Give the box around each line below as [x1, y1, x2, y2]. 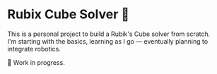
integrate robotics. [7, 44, 61, 53]
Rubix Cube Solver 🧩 [7, 6, 129, 23]
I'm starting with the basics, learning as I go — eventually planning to [7, 37, 209, 45]
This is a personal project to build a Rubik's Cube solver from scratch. [7, 30, 211, 38]
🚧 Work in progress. [7, 58, 65, 66]
